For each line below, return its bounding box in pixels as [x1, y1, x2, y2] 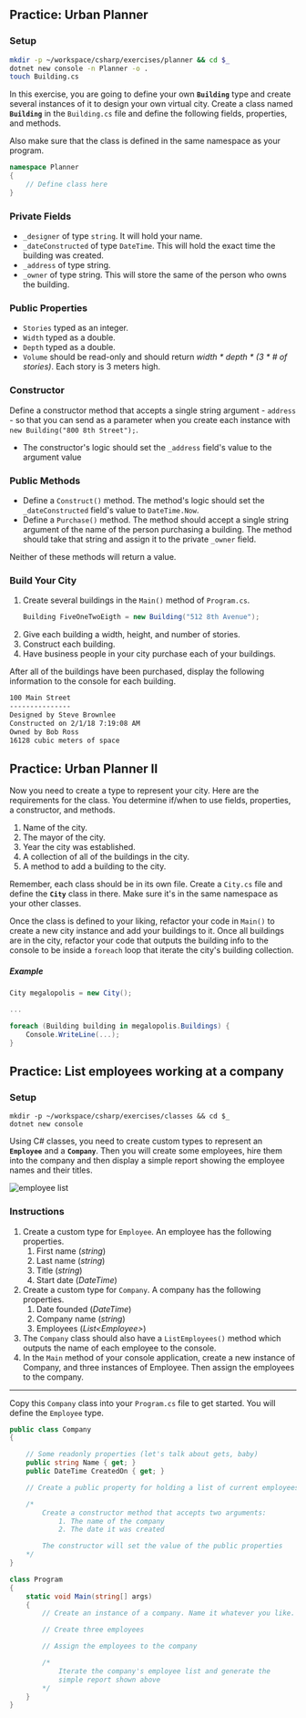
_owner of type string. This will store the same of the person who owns [22, 269, 287, 281]
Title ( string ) [36, 1265, 83, 1276]
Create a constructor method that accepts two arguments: [42, 1508, 267, 1517]
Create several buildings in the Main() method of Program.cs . [22, 595, 250, 605]
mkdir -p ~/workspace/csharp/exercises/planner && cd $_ [9, 55, 230, 65]
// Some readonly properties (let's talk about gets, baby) [25, 1450, 259, 1459]
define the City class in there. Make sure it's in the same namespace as [9, 888, 279, 899]
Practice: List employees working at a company [9, 1063, 284, 1079]
